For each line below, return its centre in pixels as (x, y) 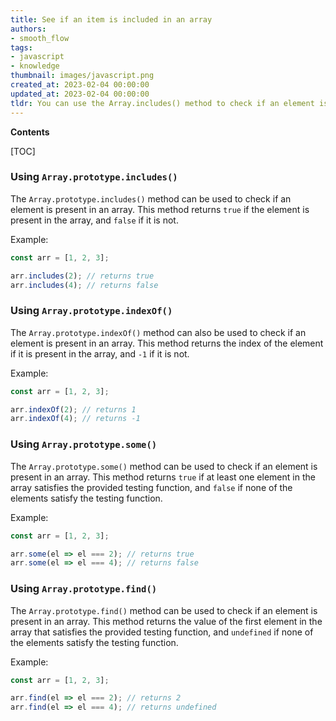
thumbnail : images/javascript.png (82, 76)
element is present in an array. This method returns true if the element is (160, 209)
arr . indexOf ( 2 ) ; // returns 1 (73, 409)
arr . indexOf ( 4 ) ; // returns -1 (75, 419)
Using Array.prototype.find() (84, 589)
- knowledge (35, 66)
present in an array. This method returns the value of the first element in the (166, 621)
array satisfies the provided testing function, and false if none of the (151, 487)
